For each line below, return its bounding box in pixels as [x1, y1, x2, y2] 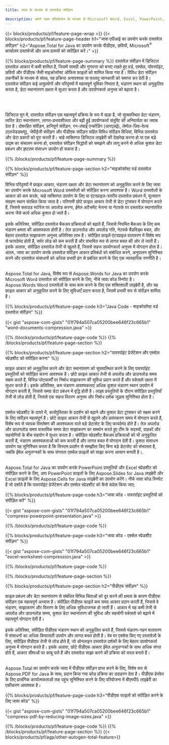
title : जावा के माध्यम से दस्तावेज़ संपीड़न [5, 7, 73, 13]
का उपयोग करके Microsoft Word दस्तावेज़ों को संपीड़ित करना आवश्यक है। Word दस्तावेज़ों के [5, 188, 162, 194]
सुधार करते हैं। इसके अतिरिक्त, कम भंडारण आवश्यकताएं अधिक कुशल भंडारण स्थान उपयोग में [5, 383, 154, 389]
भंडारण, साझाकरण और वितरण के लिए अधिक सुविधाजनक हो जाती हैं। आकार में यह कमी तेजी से [5, 604, 157, 611]
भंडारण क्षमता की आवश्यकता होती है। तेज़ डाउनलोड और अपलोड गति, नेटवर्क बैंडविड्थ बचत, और [5, 227, 160, 233]
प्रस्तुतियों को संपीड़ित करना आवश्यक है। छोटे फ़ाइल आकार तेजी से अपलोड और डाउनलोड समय [5, 371, 157, 377]
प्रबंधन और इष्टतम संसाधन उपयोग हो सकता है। [5, 146, 81, 152]
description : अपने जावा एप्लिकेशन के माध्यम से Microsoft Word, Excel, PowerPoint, [5, 16, 165, 22]
